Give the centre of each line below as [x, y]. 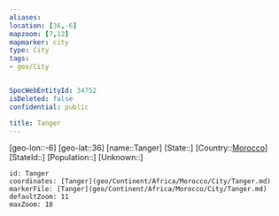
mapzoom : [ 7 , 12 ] [39, 34]
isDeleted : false [41, 98]
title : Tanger [35, 123]
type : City [29, 50]
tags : [19, 58]
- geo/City [29, 67]
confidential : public [49, 107]
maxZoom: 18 [31, 204]
